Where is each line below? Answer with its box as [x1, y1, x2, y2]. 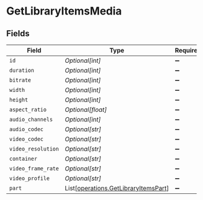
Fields [6, 28, 30, 39]
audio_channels [9, 116, 53, 123]
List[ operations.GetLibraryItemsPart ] [64, 184, 169, 192]
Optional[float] [64, 106, 107, 114]
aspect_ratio [9, 106, 47, 113]
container [9, 155, 37, 162]
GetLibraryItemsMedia [6, 4, 122, 18]
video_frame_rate [9, 165, 59, 172]
